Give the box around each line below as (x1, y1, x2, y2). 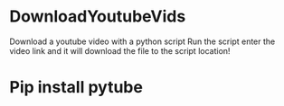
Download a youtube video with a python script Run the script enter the (9, 36, 276, 47)
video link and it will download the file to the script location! (9, 45, 231, 56)
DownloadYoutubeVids (9, 6, 186, 27)
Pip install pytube (9, 77, 143, 98)
